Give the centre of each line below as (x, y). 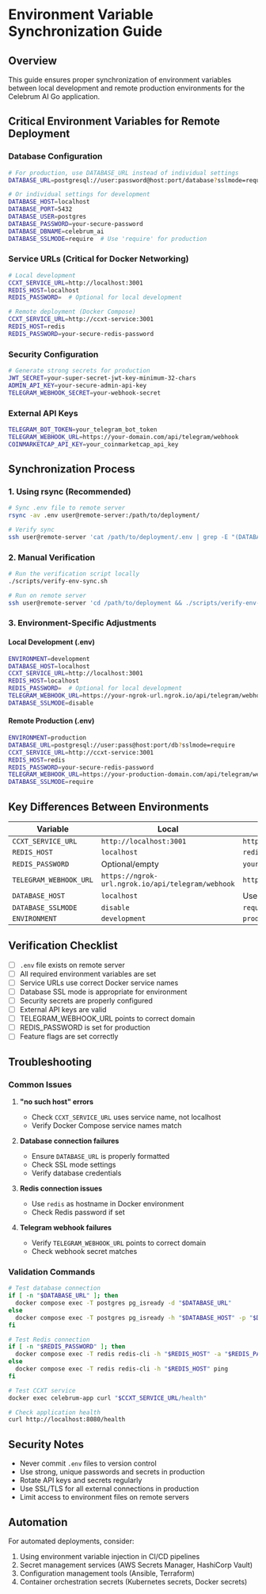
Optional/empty (130, 864)
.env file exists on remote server (72, 965)
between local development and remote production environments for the (127, 88)
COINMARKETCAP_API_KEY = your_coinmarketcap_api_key (93, 444)
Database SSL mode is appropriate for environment (103, 992)
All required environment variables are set (88, 973)
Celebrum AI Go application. (54, 96)
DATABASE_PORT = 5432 (40, 209)
